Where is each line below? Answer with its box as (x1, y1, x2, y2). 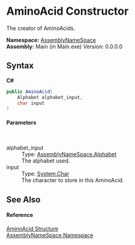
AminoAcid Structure (6, 225, 59, 233)
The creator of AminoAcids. (6, 24, 75, 32)
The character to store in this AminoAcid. (21, 177, 124, 184)
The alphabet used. (21, 157, 71, 164)
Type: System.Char (21, 170, 69, 178)
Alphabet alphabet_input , (17, 94, 83, 100)
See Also (6, 194, 41, 205)
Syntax (6, 60, 34, 71)
